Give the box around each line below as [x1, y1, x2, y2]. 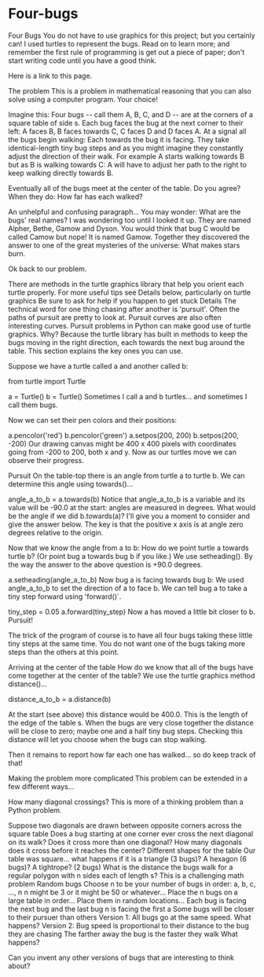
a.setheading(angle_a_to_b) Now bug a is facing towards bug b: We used [8, 575, 244, 584]
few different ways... [8, 781, 75, 791]
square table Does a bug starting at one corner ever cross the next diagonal [8, 828, 254, 838]
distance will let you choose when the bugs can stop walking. [8, 734, 207, 744]
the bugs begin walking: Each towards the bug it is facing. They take [8, 134, 229, 144]
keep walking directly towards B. [8, 168, 114, 178]
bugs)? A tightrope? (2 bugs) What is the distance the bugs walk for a [8, 862, 233, 872]
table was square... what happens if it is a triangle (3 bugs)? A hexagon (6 [8, 854, 247, 863]
